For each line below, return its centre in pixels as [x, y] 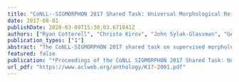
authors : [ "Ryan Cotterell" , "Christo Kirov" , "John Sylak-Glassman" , [114, 34]
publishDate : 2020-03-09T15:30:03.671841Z [71, 27]
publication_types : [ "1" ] [46, 41]
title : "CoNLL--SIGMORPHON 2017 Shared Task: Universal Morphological [114, 14]
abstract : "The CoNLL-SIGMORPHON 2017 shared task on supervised [106, 47]
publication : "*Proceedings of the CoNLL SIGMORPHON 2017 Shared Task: [116, 61]
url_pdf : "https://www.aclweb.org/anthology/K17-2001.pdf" [97, 67]
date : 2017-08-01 [33, 21]
